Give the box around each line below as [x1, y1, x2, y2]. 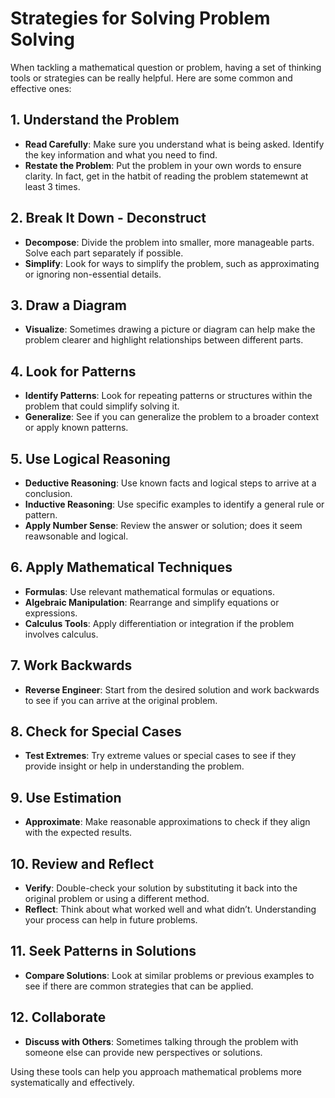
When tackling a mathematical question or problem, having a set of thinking [10, 61, 322, 73]
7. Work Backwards [10, 657, 133, 674]
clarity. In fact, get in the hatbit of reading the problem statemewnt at [24, 170, 309, 182]
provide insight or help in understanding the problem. [24, 760, 245, 772]
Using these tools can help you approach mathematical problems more [10, 1065, 302, 1077]
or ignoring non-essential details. [24, 268, 162, 280]
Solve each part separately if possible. [24, 247, 184, 259]
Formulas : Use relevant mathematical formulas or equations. [24, 585, 275, 597]
